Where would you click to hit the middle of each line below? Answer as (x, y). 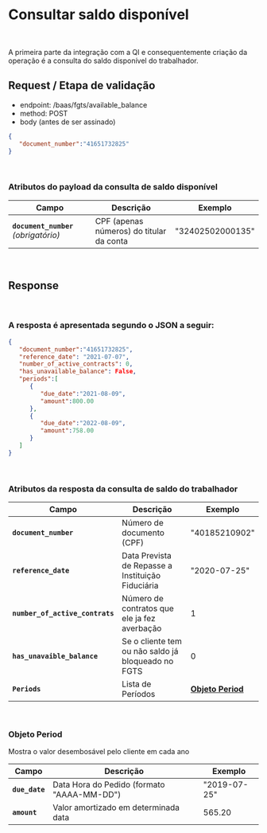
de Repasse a (147, 565)
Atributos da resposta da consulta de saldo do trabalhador (123, 489)
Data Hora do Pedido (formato (109, 784)
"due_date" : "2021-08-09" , (83, 393)
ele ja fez (139, 619)
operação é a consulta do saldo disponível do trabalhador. (103, 61)
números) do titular (131, 231)
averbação (142, 628)
